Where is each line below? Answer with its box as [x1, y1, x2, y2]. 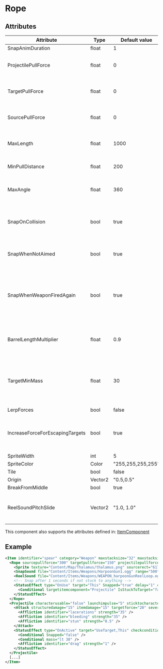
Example [5, 543, 32, 551]
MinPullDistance [7, 163, 45, 170]
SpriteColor [7, 461, 34, 467]
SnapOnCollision [7, 218, 46, 225]
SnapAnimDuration [7, 45, 50, 51]
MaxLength [7, 140, 33, 147]
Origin [7, 476, 22, 483]
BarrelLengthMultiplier [7, 336, 59, 343]
